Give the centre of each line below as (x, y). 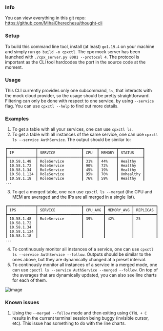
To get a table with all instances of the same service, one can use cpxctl (85, 134)
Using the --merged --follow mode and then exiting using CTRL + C (80, 313)
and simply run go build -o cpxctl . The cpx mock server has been (73, 52)
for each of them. (30, 280)
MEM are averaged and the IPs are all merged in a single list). (74, 197)
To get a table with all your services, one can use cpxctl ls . (72, 129)
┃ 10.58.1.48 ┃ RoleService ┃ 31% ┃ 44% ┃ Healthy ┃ (75, 162)
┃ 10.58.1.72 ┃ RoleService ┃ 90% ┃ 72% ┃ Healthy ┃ (75, 166)
